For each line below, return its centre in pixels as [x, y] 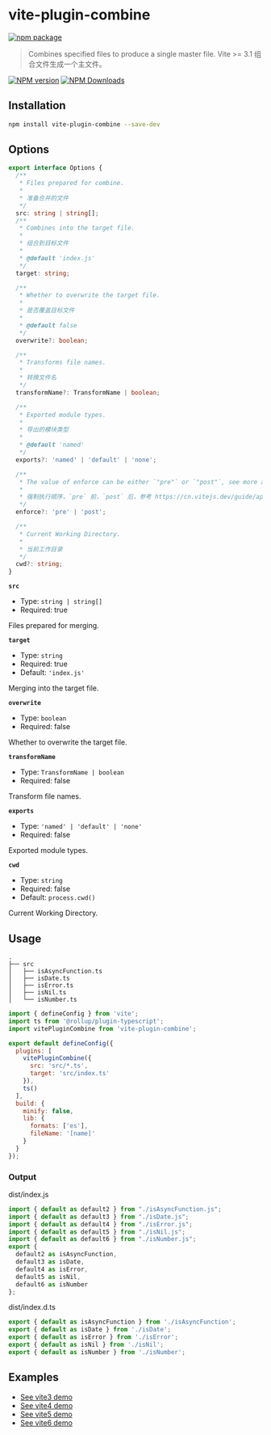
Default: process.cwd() [58, 897]
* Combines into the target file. [77, 228]
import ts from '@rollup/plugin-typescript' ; [86, 1021]
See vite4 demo [46, 1405]
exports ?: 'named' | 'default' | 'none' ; [86, 460]
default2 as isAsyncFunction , [66, 1255]
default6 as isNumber [52, 1284]
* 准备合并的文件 [44, 198]
